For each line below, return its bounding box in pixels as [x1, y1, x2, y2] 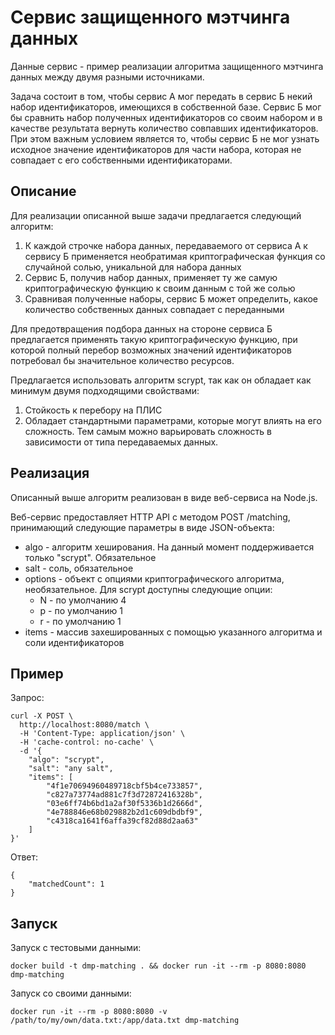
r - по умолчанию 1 [39, 615, 122, 627]
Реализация [10, 465, 90, 482]
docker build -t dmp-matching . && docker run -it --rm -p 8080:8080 [10, 961, 307, 971]
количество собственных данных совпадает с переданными [24, 303, 285, 315]
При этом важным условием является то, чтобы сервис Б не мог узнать [10, 132, 320, 145]
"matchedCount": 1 [28, 879, 105, 890]
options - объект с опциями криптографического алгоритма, [24, 572, 285, 585]
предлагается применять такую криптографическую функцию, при [10, 333, 298, 345]
